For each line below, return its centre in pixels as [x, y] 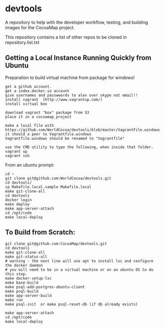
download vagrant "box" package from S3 [47, 112]
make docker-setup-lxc [28, 278]
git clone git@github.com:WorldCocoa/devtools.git [58, 178]
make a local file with [30, 125]
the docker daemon [24, 265]
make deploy [17, 204]
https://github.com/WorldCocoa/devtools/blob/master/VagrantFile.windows [83, 130]
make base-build [22, 283]
